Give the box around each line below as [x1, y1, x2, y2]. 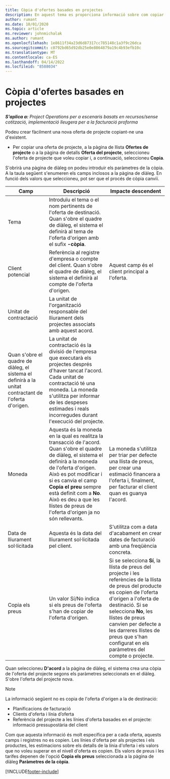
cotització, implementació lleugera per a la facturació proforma [5, 119, 138, 125]
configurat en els [109, 640, 149, 647]
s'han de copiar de [49, 608, 94, 615]
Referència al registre [49, 249, 100, 256]
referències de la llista [109, 576, 161, 583]
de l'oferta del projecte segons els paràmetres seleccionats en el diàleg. [5, 671, 156, 677]
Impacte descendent [110, 188, 161, 195]
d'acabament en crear [109, 529, 162, 537]
